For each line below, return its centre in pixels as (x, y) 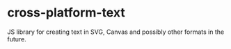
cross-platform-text (66, 13)
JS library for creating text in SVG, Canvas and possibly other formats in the (116, 32)
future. (17, 39)
